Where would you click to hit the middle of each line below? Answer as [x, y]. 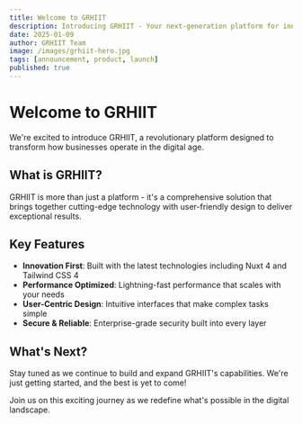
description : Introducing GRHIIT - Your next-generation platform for [144, 26]
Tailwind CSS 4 [50, 275]
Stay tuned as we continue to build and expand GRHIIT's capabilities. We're [149, 374]
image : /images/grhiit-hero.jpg [70, 51]
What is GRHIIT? [56, 175]
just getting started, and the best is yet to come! [98, 383]
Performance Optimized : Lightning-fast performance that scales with [151, 285]
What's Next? [49, 352]
